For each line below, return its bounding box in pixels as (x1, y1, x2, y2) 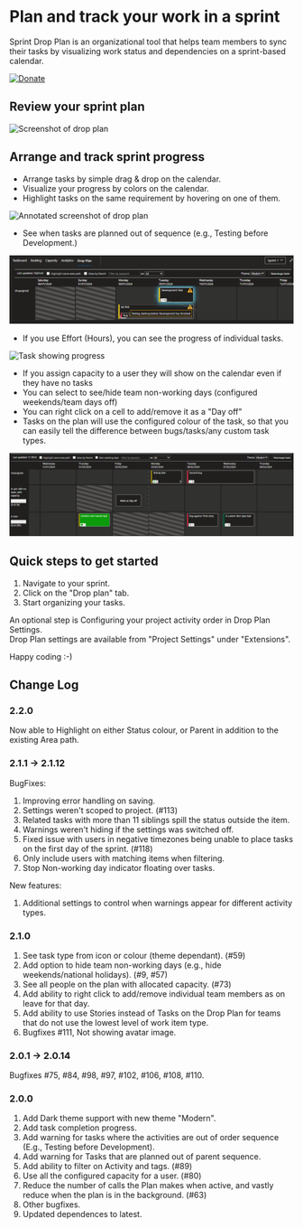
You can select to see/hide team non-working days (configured (22, 387, 258, 398)
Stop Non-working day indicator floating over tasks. (22, 862, 216, 873)
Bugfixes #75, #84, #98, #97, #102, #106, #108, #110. (9, 1070, 205, 1081)
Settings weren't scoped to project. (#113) (22, 804, 179, 815)
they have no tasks (22, 378, 93, 389)
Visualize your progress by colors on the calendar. (22, 183, 209, 193)
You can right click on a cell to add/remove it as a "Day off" (22, 407, 243, 417)
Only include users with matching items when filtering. (22, 852, 225, 864)
